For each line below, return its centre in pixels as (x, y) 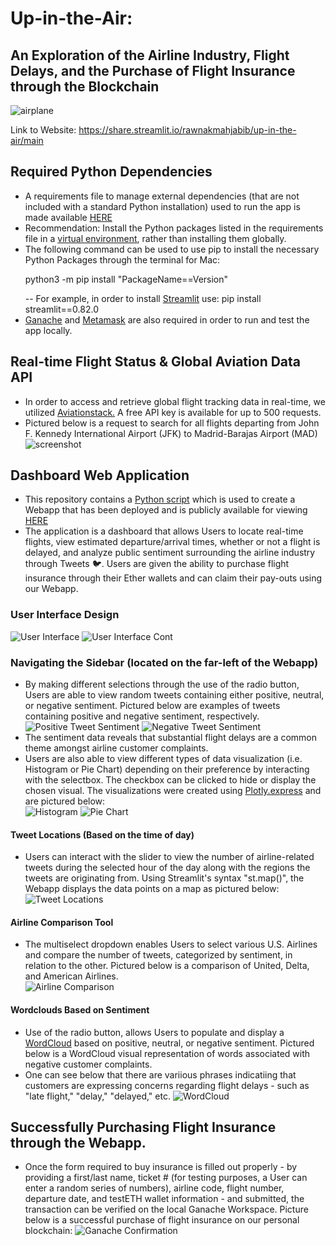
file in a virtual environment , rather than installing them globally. (155, 238)
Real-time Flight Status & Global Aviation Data (156, 362)
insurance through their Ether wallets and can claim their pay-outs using (173, 578)
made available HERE (68, 217)
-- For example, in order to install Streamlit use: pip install (143, 298)
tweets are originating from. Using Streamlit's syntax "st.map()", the (164, 878)
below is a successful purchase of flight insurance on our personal (162, 1220)
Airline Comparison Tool (62, 922)
